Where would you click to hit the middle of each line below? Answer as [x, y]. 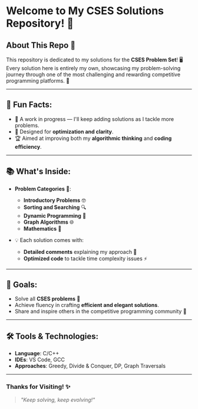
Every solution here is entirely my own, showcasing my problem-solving [93, 68]
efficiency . [28, 146]
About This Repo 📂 [41, 45]
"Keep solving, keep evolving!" [58, 400]
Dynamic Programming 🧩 [55, 215]
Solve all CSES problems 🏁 [47, 299]
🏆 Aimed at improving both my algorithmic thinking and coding [93, 138]
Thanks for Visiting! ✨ [38, 387]
